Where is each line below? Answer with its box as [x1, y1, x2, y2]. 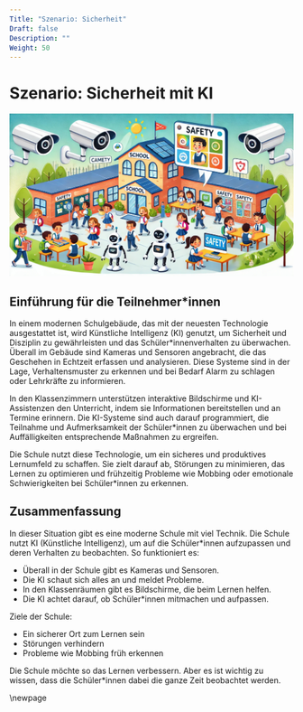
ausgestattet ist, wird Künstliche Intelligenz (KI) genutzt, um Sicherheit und [9, 327, 287, 338]
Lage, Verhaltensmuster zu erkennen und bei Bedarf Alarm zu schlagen [9, 366, 275, 377]
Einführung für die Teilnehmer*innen [9, 294, 221, 309]
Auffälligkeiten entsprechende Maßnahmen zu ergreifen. [9, 431, 219, 442]
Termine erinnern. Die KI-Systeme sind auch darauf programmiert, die [9, 412, 270, 423]
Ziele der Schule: [9, 611, 72, 622]
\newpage [9, 692, 48, 703]
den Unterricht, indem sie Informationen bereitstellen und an [56, 402, 281, 413]
